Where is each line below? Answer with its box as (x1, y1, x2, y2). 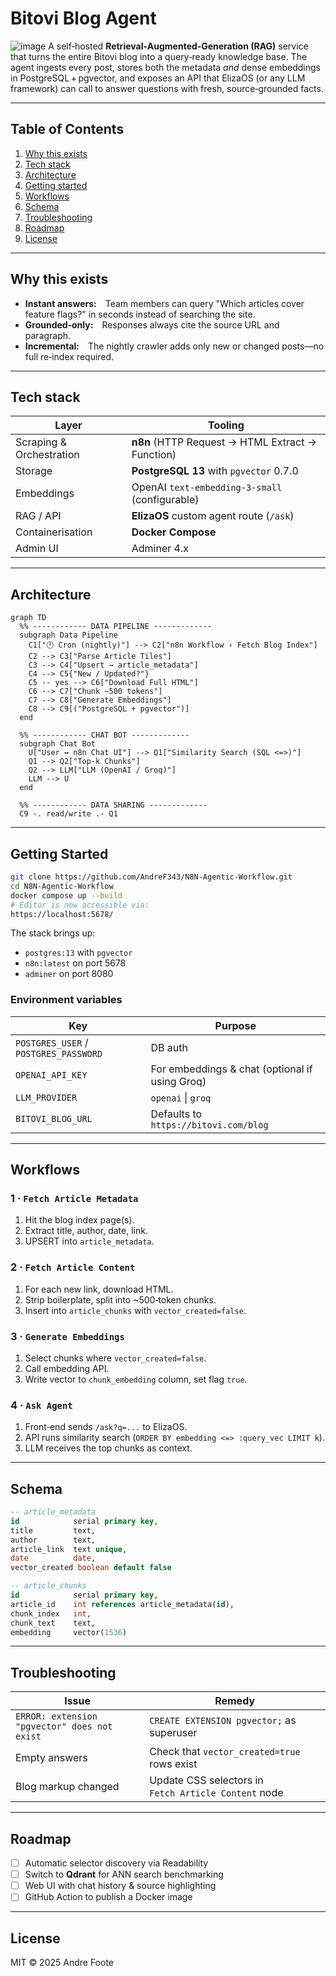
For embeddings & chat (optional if (150, 1062, 313, 1076)
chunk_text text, (10, 1618, 97, 1628)
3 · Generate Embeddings (10, 1329, 125, 1343)
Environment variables (10, 993, 123, 1007)
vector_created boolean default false (10, 1563, 172, 1573)
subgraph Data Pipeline (19, 630, 118, 641)
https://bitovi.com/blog (150, 1119, 269, 1131)
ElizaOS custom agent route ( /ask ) (131, 509, 295, 523)
